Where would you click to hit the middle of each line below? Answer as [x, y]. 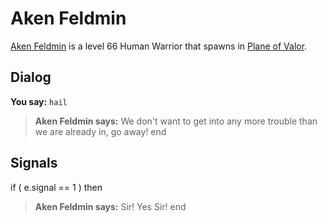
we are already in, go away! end [100, 131]
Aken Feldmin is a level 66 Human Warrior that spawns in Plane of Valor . [159, 46]
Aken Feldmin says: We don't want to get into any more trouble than [176, 121]
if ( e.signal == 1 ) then [56, 187]
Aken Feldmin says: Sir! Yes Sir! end [110, 206]
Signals [34, 163]
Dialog [31, 77]
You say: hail [39, 101]
